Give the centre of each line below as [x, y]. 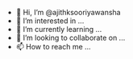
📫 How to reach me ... [53, 47]
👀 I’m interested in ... [50, 21]
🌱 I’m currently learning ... [59, 29]
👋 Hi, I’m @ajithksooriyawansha [68, 12]
